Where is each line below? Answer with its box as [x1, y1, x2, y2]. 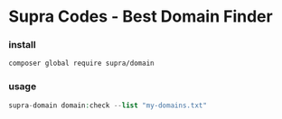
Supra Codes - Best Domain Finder [8, 6, 273, 27]
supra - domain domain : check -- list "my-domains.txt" [8, 101, 207, 110]
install [8, 39, 37, 51]
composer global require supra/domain [8, 59, 155, 69]
